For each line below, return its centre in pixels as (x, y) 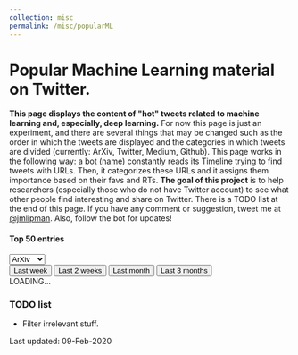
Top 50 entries (37, 239)
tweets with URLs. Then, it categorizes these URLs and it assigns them (139, 171)
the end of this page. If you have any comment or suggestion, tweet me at (145, 209)
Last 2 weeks (80, 270)
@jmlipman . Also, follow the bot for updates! (91, 218)
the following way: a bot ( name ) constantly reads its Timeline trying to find (146, 161)
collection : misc (41, 17)
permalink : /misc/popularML (62, 26)
